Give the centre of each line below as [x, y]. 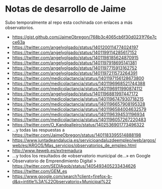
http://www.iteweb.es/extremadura [47, 150]
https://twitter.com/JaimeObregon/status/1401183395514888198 [76, 135]
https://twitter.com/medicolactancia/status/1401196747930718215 [78, 99]
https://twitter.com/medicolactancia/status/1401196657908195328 [79, 104]
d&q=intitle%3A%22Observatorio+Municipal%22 [61, 181]
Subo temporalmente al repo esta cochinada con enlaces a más [69, 22]
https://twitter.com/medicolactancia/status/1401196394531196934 [78, 114]
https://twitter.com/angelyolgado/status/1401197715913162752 [74, 68]
